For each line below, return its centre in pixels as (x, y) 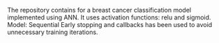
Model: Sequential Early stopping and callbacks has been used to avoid (110, 25)
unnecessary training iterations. (53, 32)
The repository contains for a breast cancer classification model (99, 10)
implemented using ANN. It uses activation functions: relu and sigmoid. (109, 17)
